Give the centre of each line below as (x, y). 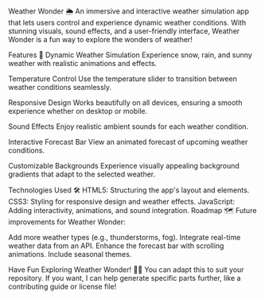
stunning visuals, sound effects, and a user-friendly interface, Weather (124, 31)
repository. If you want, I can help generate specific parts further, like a (125, 278)
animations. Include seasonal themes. (70, 254)
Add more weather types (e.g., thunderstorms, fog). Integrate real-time (125, 237)
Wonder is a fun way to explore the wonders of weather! (100, 39)
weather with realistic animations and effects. (83, 63)
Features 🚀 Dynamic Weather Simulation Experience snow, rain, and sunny (130, 55)
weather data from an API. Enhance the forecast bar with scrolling (116, 246)
